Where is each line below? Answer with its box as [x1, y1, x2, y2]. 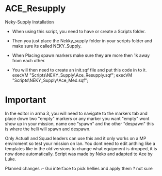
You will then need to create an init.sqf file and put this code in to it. [12, 67, 147, 73]
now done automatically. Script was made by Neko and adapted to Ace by [5, 151, 153, 157]
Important [5, 94, 46, 106]
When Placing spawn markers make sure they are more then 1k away [12, 52, 150, 58]
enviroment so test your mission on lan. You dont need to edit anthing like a [5, 141, 155, 146]
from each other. [12, 57, 46, 63]
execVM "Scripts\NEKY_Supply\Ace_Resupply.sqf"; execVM [12, 72, 132, 78]
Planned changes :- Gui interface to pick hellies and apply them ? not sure [5, 165, 153, 171]
